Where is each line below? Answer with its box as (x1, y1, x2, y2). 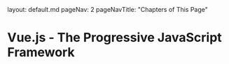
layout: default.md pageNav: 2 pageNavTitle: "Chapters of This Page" (7, 6, 209, 13)
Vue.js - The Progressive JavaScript (7, 30, 222, 46)
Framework (7, 45, 75, 61)
